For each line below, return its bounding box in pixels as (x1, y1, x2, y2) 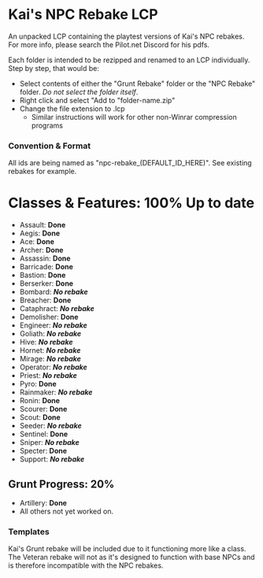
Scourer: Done (19, 404, 68, 414)
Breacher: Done (19, 295, 72, 305)
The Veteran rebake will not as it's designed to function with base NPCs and (8, 553, 255, 562)
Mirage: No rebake (19, 354, 81, 364)
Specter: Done (19, 446, 68, 456)
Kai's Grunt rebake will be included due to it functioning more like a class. (8, 544, 246, 554)
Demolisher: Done (19, 313, 79, 322)
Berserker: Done (19, 279, 73, 288)
